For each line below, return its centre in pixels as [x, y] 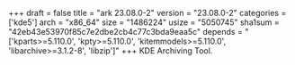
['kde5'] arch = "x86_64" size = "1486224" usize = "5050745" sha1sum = [144, 22]
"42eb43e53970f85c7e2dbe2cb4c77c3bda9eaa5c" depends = [126, 32]
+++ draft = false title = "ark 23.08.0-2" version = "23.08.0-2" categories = [147, 13]
